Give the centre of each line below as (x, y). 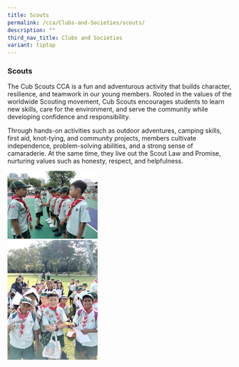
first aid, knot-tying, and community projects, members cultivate (102, 139)
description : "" (31, 30)
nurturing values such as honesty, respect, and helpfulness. (95, 161)
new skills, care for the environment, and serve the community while (108, 109)
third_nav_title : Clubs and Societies (65, 38)
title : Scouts (29, 15)
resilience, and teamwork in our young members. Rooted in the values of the (119, 94)
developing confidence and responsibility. (69, 117)
